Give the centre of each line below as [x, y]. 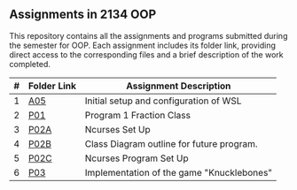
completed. [30, 64]
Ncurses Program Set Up [137, 158]
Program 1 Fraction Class [137, 115]
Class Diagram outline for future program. [172, 143]
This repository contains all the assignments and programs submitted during [148, 35]
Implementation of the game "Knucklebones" [179, 172]
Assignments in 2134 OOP [83, 15]
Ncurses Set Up [117, 129]
